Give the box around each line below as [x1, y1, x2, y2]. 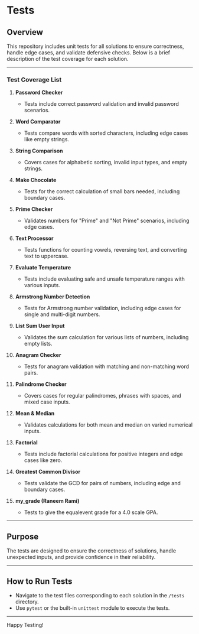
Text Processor [15, 235, 54, 242]
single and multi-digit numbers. [24, 311, 100, 318]
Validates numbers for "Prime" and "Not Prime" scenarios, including [24, 217, 190, 225]
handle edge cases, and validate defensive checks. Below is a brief [6, 49, 171, 56]
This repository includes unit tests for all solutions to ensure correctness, [6, 43, 185, 50]
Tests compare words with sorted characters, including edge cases [24, 129, 188, 136]
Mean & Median [15, 410, 55, 417]
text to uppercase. [24, 252, 69, 260]
